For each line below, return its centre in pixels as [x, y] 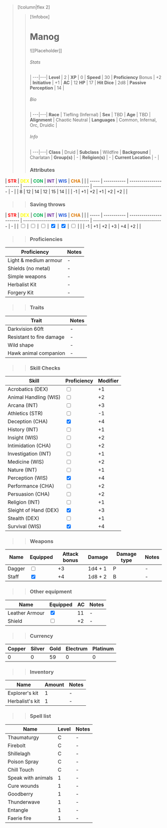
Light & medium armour [35, 260]
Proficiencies [46, 239]
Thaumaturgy [23, 737]
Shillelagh [19, 753]
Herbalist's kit [24, 701]
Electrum [77, 649]
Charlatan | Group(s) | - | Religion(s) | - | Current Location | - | [94, 157]
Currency [42, 636]
